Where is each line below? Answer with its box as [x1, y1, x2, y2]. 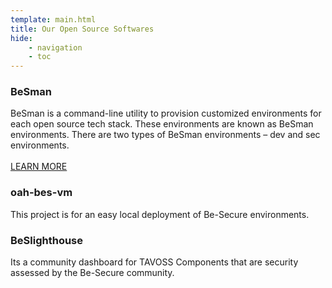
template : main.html [10, 14, 97, 25]
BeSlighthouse [10, 233, 84, 247]
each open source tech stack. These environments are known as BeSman [10, 118, 314, 130]
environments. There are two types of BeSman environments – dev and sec [10, 129, 321, 141]
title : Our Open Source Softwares [10, 24, 155, 34]
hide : [10, 33, 33, 43]
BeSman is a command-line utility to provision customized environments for [10, 107, 322, 120]
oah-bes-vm [10, 186, 73, 200]
